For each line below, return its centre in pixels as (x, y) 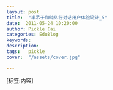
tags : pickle (26, 52)
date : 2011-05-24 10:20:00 (42, 23)
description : (23, 46)
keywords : (19, 40)
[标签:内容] (20, 80)
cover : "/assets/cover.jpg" (43, 57)
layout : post (23, 12)
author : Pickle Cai (31, 29)
